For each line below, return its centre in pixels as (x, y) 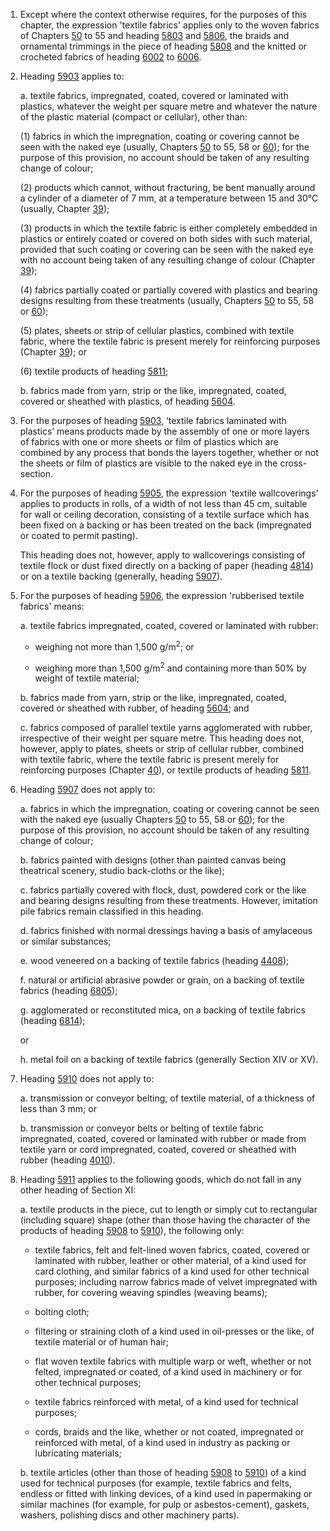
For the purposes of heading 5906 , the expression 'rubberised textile (162, 595)
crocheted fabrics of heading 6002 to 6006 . (110, 57)
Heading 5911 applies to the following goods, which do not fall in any (160, 1180)
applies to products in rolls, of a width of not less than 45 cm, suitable (163, 503)
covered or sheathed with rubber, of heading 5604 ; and (134, 708)
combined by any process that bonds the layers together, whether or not (169, 452)
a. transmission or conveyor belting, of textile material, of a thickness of (167, 1098)
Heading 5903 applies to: (72, 76)
